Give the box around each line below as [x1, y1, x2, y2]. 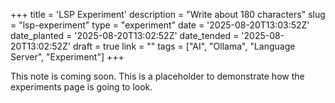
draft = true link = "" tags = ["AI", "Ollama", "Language [72, 40, 296, 52]
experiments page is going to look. [10, 81, 153, 93]
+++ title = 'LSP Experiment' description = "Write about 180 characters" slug [10, 9, 326, 20]
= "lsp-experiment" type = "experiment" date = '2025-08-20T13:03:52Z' [10, 19, 310, 31]
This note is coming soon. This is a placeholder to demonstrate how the [10, 70, 305, 82]
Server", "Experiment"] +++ [10, 51, 125, 63]
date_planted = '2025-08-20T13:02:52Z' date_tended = [10, 30, 240, 41]
